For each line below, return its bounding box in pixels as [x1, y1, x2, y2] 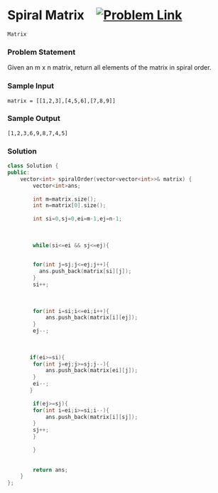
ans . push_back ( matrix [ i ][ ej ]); [45, 314, 138, 322]
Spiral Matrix [7, 7, 85, 23]
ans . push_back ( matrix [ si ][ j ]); [38, 267, 132, 275]
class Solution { [7, 162, 59, 170]
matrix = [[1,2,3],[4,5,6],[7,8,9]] [7, 97, 116, 105]
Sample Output [7, 114, 60, 124]
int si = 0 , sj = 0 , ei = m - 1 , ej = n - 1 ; [33, 216, 122, 223]
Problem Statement [7, 47, 76, 57]
